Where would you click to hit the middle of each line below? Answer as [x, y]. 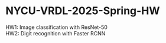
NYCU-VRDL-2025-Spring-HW [83, 11]
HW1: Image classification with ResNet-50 [56, 27]
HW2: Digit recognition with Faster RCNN [56, 33]
